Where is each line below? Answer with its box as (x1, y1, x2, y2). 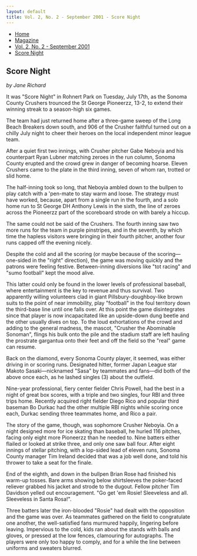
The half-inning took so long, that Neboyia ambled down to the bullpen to (6, 184, 183, 191)
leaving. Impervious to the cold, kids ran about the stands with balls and (6, 526, 181, 533)
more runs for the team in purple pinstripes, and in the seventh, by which (6, 226, 183, 233)
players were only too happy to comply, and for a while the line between (6, 538, 181, 545)
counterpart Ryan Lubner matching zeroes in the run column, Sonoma (6, 154, 175, 161)
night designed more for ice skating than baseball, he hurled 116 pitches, (6, 428, 182, 435)
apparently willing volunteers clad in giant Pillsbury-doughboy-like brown (6, 293, 183, 301)
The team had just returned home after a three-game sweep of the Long (6, 117, 181, 124)
